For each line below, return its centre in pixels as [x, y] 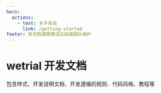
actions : [23, 18]
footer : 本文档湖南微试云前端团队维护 [49, 34]
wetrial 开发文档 [46, 66]
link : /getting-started [52, 29]
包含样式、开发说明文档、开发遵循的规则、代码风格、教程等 [80, 84]
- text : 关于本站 [37, 23]
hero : [13, 12]
